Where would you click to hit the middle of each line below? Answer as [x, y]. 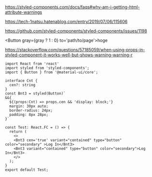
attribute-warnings [24, 12]
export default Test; [27, 170]
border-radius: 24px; [31, 111]
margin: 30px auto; [29, 106]
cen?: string [22, 85]
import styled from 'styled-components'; [47, 68]
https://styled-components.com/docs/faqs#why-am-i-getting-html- [72, 7]
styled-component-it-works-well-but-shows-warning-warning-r [69, 55]
